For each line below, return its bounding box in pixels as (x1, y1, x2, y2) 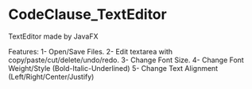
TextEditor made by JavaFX (8, 32, 99, 41)
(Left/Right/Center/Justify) (8, 72, 95, 81)
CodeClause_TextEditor (8, 6, 167, 24)
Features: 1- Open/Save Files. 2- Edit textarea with (8, 46, 173, 56)
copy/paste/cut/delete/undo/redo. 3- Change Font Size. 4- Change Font (8, 55, 244, 65)
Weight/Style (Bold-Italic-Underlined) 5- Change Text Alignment (8, 63, 219, 72)
